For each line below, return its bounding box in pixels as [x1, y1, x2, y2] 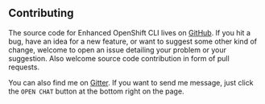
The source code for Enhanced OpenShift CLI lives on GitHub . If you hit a [8, 27, 251, 37]
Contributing [8, 6, 74, 20]
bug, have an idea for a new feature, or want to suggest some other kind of [8, 36, 258, 46]
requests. [8, 62, 40, 72]
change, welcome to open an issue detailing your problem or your [8, 44, 227, 55]
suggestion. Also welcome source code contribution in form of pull [8, 53, 230, 63]
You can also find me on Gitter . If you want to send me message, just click [8, 77, 254, 87]
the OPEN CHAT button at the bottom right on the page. [8, 86, 184, 96]
